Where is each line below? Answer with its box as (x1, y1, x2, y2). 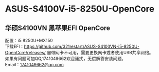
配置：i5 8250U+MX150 (5, 38, 53, 43)
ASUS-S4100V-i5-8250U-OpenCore (5, 3, 155, 14)
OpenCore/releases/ (5, 50, 46, 55)
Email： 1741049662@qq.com (5, 62, 64, 67)
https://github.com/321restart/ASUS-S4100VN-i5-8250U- (24, 43, 140, 49)
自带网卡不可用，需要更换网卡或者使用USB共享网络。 (47, 50, 154, 55)
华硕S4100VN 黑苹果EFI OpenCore (5, 24, 110, 32)
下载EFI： (5, 43, 24, 49)
